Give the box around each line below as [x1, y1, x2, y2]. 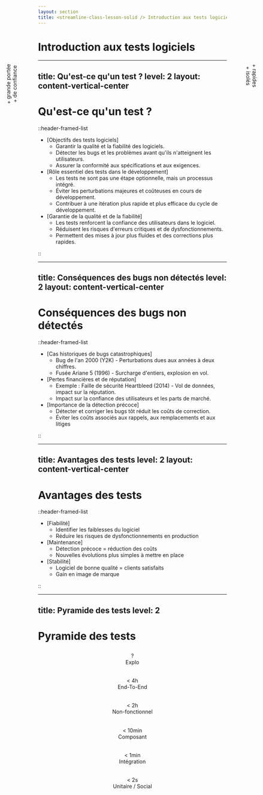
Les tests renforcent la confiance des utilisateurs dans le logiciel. [55, 219, 216, 226]
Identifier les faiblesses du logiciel [55, 526, 140, 534]
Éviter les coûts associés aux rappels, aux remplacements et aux [55, 414, 216, 421]
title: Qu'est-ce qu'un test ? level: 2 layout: [38, 71, 201, 82]
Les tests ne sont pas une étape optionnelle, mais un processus [55, 174, 213, 182]
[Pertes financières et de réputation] [46, 376, 137, 383]
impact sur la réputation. [55, 389, 116, 396]
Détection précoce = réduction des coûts [55, 545, 158, 552]
